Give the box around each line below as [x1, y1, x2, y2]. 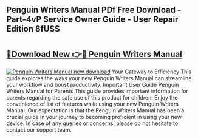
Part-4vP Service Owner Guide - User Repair [6, 15, 179, 25]
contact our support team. [6, 126, 72, 133]
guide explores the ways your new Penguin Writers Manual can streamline [6, 75, 192, 81]
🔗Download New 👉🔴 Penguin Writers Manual [6, 49, 182, 59]
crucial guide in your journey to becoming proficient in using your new [6, 114, 182, 120]
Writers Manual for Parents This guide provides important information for [6, 87, 188, 95]
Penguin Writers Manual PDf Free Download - [6, 5, 182, 15]
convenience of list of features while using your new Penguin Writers [6, 100, 179, 107]
